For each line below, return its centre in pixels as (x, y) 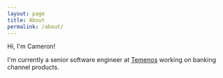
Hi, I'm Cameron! (31, 47)
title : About (26, 20)
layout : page (26, 14)
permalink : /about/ (36, 26)
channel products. (33, 68)
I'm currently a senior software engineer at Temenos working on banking (112, 60)
